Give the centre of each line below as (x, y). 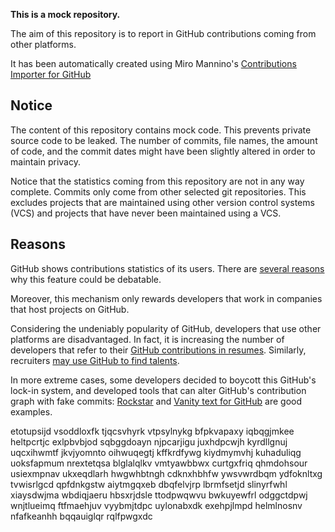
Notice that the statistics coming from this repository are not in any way (157, 181)
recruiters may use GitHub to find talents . (95, 360)
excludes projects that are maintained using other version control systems (162, 202)
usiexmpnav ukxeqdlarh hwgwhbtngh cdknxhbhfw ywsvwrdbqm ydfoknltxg (166, 473)
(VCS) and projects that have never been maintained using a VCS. (146, 213)
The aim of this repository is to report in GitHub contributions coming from (163, 33)
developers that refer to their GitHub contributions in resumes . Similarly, (158, 350)
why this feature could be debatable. (86, 279)
